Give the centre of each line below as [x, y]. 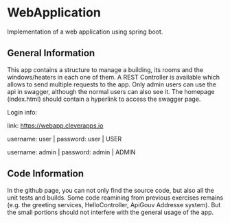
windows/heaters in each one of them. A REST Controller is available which [113, 77]
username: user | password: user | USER [65, 139]
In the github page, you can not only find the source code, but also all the [111, 190]
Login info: [22, 112]
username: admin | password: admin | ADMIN [71, 152]
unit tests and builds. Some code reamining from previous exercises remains [115, 198]
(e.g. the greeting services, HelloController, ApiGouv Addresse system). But [114, 204]
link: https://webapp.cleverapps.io [55, 126]
